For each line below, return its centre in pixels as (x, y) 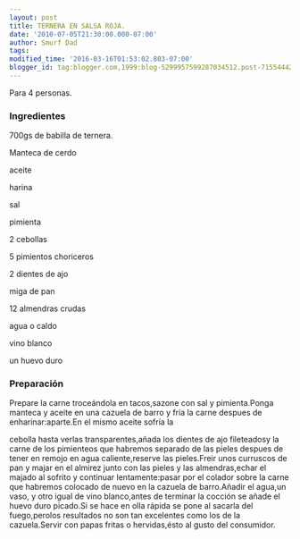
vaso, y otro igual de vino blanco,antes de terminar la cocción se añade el (145, 496)
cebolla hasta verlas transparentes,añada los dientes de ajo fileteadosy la (144, 440)
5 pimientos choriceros (51, 257)
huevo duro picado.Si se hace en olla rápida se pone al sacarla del (131, 506)
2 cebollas (28, 240)
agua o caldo (33, 326)
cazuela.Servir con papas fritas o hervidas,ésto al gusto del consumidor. (142, 525)
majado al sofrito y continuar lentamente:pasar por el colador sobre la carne (149, 477)
